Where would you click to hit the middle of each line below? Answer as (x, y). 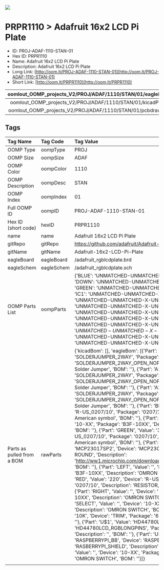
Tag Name (20, 141)
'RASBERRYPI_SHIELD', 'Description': (117, 546)
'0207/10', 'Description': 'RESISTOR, (117, 485)
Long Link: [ (24, 71)
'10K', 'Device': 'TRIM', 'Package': (113, 516)
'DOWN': (84, 282)
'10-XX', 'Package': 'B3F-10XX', (113, 424)
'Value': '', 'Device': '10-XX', (107, 552)
